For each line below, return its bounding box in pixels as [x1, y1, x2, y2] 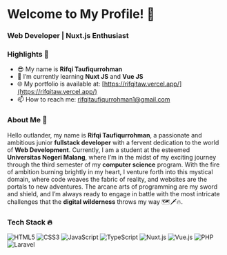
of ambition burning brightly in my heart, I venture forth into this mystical [7, 167, 213, 176]
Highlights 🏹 [7, 50, 50, 59]
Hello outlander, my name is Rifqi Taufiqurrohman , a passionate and [7, 131, 202, 139]
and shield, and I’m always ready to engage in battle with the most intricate [7, 189, 220, 198]
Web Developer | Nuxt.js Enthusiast [7, 31, 129, 41]
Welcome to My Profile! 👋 [7, 6, 155, 22]
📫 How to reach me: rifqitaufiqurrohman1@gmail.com [17, 95, 170, 104]
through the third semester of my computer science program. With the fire [7, 160, 220, 169]
